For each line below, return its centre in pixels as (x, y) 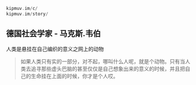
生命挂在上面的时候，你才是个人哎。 (75, 76)
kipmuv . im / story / (27, 14)
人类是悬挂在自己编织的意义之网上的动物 (55, 49)
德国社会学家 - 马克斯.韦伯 (53, 34)
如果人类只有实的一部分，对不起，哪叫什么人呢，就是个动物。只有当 (103, 61)
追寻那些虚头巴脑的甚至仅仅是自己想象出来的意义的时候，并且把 (108, 69)
